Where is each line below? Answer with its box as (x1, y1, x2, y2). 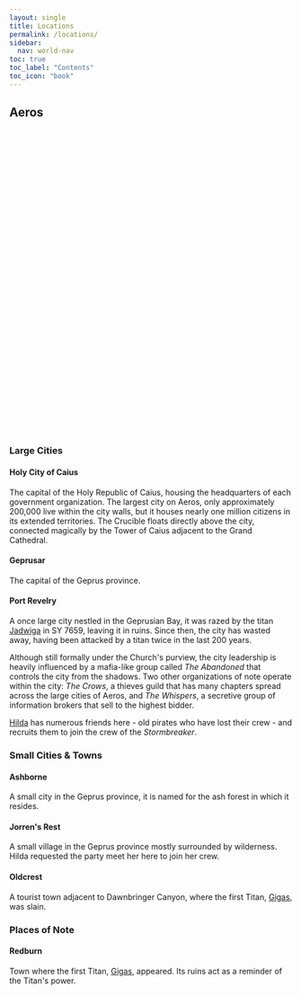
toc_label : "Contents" (9, 64, 94, 73)
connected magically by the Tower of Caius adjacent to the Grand (9, 524, 253, 535)
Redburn (9, 946, 43, 956)
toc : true (9, 55, 47, 64)
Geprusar (9, 555, 46, 566)
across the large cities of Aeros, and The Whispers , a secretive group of (9, 691, 276, 701)
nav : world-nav (17, 47, 75, 56)
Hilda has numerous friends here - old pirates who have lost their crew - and (9, 718, 293, 728)
